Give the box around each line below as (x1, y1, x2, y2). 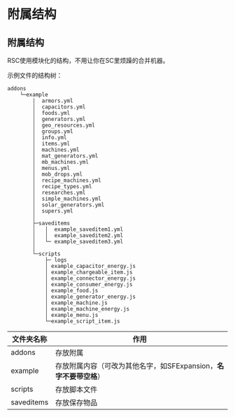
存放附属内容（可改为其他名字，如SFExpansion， (55, 361, 218, 371)
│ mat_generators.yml (32, 153, 99, 160)
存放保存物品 (55, 398, 98, 407)
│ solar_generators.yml (32, 202, 105, 208)
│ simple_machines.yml (32, 195, 101, 202)
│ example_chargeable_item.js (44, 269, 133, 276)
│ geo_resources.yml (32, 122, 96, 129)
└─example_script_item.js (44, 318, 120, 325)
